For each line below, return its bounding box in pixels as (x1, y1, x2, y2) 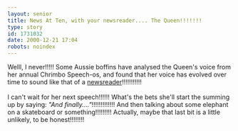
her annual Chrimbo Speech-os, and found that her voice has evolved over (7, 70, 227, 79)
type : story (7, 23, 43, 30)
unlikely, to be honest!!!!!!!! (7, 115, 85, 124)
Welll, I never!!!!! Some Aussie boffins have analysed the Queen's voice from (7, 63, 232, 71)
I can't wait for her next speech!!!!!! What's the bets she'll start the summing (7, 93, 230, 101)
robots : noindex (7, 43, 56, 50)
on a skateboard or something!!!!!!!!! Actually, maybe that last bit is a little (7, 108, 221, 116)
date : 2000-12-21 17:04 (7, 37, 78, 44)
